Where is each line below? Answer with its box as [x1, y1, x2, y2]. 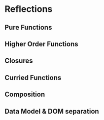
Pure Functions [4, 23, 52, 32]
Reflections [4, 3, 53, 15]
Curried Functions [4, 73, 62, 82]
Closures [4, 57, 33, 65]
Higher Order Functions [4, 40, 78, 48]
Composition [4, 90, 45, 99]
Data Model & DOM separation [4, 107, 99, 116]
